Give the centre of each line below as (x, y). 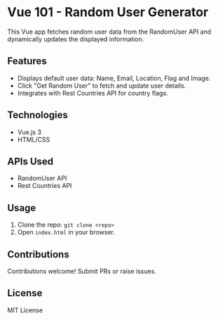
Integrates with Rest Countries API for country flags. (93, 93)
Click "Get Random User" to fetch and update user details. (102, 86)
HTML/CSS (34, 139)
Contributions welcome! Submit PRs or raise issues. (82, 271)
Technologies (38, 115)
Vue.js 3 (29, 132)
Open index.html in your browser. (66, 232)
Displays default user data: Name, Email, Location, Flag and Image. (114, 78)
